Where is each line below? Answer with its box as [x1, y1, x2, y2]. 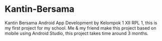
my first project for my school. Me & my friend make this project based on [4, 25, 156, 31]
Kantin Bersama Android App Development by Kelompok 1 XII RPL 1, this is [4, 20, 157, 26]
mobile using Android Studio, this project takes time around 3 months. [4, 30, 148, 36]
